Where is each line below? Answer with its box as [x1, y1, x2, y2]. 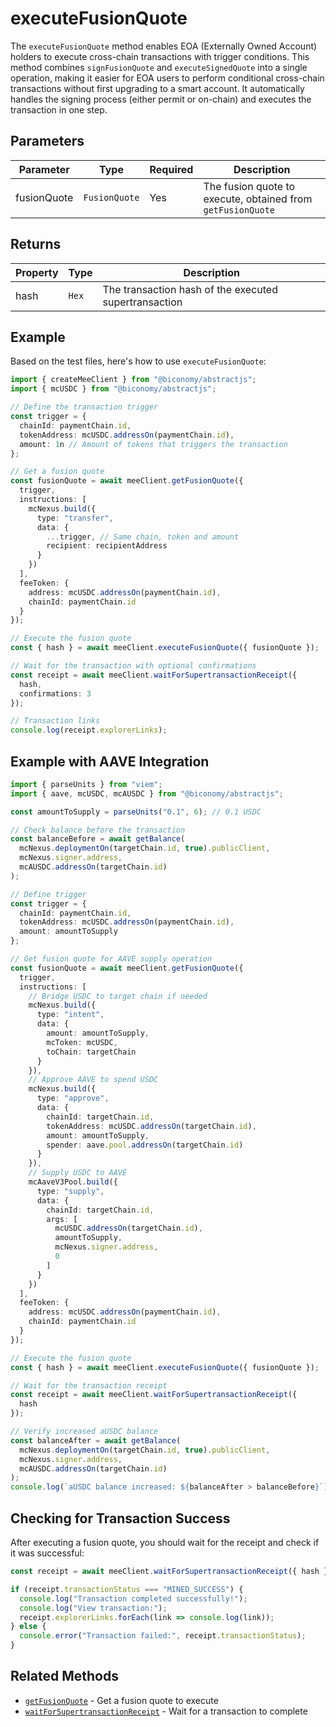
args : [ [46, 1214, 78, 1224]
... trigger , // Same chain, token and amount [46, 532, 240, 542]
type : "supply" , [36, 1186, 105, 1196]
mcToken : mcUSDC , [46, 1037, 118, 1047]
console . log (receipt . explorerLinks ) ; [10, 725, 168, 736]
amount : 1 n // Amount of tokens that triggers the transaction [19, 439, 288, 449]
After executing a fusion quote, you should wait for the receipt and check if [10, 1537, 320, 1548]
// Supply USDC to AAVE [28, 1168, 128, 1178]
